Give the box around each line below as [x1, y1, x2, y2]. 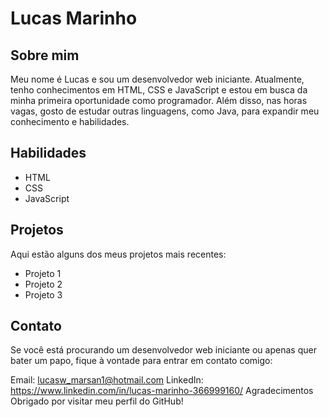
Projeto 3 [24, 288, 63, 301]
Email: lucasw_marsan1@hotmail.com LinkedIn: [10, 374, 204, 386]
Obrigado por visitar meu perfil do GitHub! [10, 395, 184, 407]
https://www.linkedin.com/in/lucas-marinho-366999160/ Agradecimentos [10, 385, 314, 397]
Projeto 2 [24, 278, 63, 290]
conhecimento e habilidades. [10, 116, 130, 127]
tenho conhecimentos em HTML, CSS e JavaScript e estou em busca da [10, 84, 308, 96]
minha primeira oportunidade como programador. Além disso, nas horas [10, 95, 308, 106]
